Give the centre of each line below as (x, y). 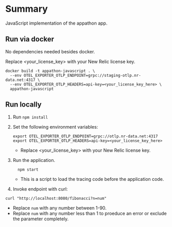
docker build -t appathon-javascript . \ (50, 71)
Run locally (24, 105)
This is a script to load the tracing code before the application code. (92, 179)
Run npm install (30, 117)
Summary (26, 9)
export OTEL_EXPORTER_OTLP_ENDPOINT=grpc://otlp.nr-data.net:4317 (85, 136)
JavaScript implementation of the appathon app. (56, 23)
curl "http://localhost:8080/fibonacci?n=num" (56, 198)
